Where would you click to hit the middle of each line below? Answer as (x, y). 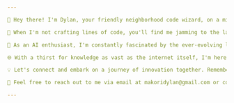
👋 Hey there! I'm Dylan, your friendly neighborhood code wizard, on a (113, 19)
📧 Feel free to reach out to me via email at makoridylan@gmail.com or (113, 83)
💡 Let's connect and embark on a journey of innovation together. (106, 70)
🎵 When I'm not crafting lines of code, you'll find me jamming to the (113, 32)
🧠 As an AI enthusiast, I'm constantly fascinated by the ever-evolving (115, 45)
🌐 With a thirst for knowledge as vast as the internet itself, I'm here (117, 57)
